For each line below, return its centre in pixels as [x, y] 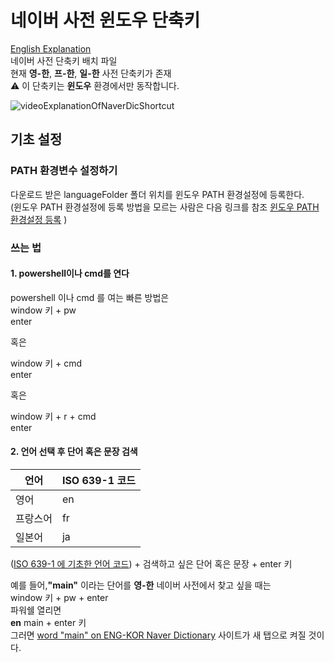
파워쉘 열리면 [36, 610]
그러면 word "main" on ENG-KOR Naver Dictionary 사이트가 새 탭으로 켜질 [158, 635]
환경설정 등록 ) [39, 219]
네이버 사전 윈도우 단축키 [105, 20]
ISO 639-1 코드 [98, 480]
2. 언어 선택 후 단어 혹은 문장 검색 [74, 452]
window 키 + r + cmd [53, 416]
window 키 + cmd [46, 363]
